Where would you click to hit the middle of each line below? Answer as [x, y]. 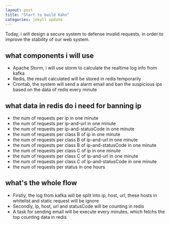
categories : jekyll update [34, 19]
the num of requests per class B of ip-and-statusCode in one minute [84, 145]
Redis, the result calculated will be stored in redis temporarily [77, 79]
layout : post [19, 10]
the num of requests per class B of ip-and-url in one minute [75, 140]
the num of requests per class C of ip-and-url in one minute [75, 156]
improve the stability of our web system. [48, 39]
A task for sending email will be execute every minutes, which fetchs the [89, 211]
